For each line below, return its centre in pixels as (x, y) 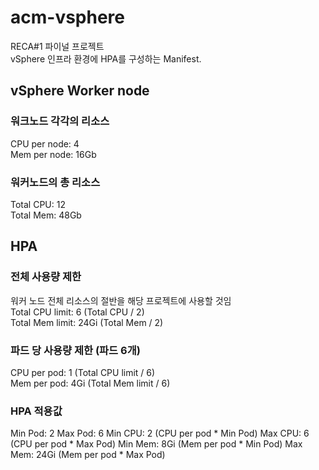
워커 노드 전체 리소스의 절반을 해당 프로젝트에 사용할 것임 (121, 300)
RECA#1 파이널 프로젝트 (57, 46)
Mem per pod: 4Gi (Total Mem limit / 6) (90, 383)
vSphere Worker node (80, 91)
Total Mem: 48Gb (46, 215)
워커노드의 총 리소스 (55, 182)
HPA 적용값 (36, 411)
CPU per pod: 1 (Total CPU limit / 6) (83, 372)
